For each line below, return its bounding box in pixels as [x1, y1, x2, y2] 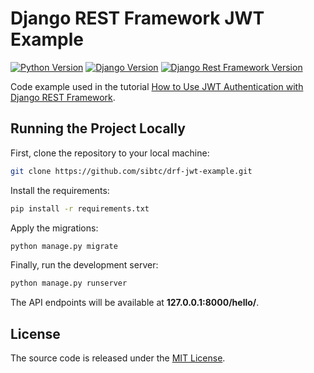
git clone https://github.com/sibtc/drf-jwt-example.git [10, 166, 253, 176]
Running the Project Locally [10, 120, 186, 137]
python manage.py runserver [10, 278, 128, 289]
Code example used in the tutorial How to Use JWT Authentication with [10, 80, 304, 92]
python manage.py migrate [10, 241, 118, 251]
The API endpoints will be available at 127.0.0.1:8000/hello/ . [10, 297, 260, 309]
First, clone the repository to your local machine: [10, 147, 210, 159]
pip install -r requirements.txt [10, 203, 150, 214]
